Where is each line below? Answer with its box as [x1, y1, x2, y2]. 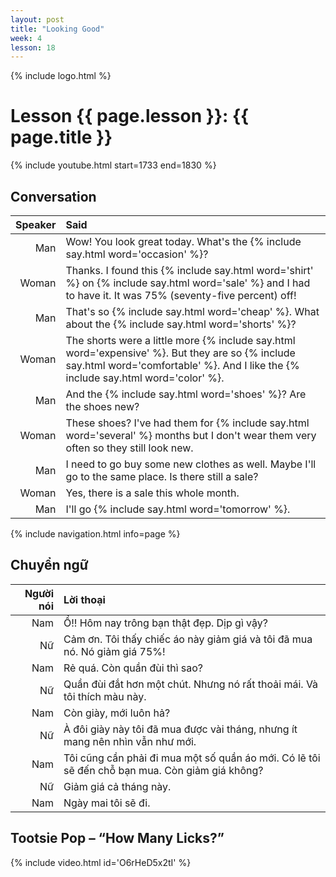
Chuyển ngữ [10, 557, 89, 574]
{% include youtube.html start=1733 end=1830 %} [10, 159, 217, 171]
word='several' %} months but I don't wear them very [65, 429, 317, 442]
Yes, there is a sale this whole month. [65, 486, 240, 500]
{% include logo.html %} [10, 70, 112, 82]
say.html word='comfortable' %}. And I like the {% [65, 359, 300, 372]
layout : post [10, 14, 65, 25]
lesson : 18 [10, 42, 56, 53]
